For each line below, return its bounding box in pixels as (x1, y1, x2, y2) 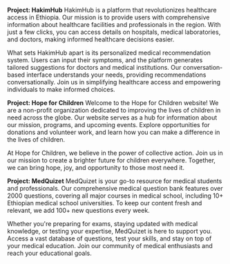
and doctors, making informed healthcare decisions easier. (7, 35, 175, 44)
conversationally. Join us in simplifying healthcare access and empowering (7, 78, 221, 86)
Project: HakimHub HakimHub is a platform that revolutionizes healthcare (7, 6, 217, 14)
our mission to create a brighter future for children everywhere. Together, (7, 156, 216, 164)
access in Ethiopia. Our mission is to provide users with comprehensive (7, 13, 210, 21)
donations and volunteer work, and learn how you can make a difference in (7, 128, 220, 136)
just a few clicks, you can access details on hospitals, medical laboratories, (7, 28, 221, 36)
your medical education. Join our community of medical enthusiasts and (7, 242, 213, 249)
